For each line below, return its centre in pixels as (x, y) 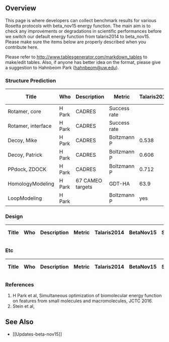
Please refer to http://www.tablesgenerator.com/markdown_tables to (76, 57)
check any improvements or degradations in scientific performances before (83, 31)
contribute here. (22, 47)
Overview (21, 8)
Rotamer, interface (30, 126)
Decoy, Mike (22, 140)
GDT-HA (119, 184)
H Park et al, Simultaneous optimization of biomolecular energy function (87, 295)
